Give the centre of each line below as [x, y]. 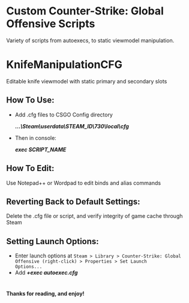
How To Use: [30, 100]
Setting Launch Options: [52, 241]
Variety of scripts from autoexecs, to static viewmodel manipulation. [90, 40]
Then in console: [36, 138]
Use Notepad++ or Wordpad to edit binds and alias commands [83, 183]
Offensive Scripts [51, 24]
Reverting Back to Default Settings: [73, 201]
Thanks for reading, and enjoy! [46, 294]
